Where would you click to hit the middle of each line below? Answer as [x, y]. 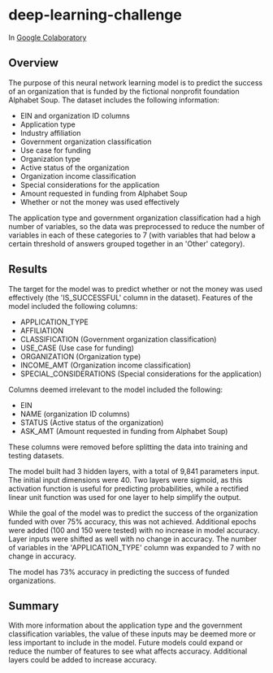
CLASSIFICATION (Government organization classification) [118, 339]
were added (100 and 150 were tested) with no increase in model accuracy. [134, 530]
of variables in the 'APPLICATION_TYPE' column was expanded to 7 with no [135, 547]
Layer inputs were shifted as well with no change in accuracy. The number [133, 539]
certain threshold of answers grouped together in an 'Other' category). [127, 243]
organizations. [32, 580]
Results [28, 269]
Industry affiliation [50, 132]
